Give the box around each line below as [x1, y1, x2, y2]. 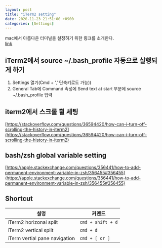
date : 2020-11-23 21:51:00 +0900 [5, 16, 74, 21]
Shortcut [5, 195, 33, 203]
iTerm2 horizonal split [7, 218, 58, 225]
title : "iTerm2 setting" [5, 12, 56, 17]
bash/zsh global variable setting [5, 151, 107, 160]
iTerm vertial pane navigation [7, 235, 75, 242]
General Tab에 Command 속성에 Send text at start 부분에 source [12, 86, 141, 92]
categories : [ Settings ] [5, 21, 54, 26]
